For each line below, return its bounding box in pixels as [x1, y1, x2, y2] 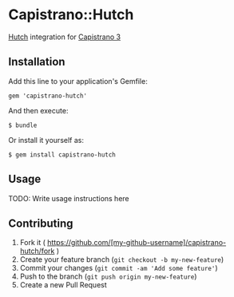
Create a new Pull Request [19, 280, 108, 290]
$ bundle [8, 121, 38, 129]
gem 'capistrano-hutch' [8, 92, 88, 100]
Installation [8, 55, 65, 69]
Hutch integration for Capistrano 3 [8, 32, 121, 42]
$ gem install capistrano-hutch [8, 150, 116, 159]
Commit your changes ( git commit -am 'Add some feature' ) [19, 263, 218, 273]
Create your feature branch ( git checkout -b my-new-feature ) [19, 255, 224, 264]
